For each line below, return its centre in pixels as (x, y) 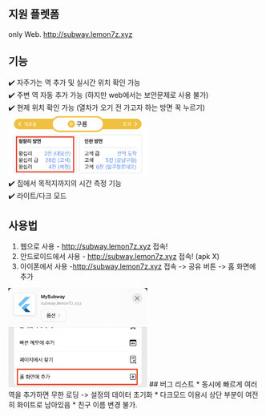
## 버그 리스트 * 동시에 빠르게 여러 (204, 384)
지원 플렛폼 (34, 14)
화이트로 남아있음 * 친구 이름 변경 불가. (77, 404)
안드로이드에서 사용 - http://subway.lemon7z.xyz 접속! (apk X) (120, 257)
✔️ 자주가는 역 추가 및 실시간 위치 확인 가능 (75, 82)
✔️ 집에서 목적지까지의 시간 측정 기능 (65, 183)
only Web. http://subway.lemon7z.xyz (71, 34)
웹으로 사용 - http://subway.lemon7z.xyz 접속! (94, 246)
